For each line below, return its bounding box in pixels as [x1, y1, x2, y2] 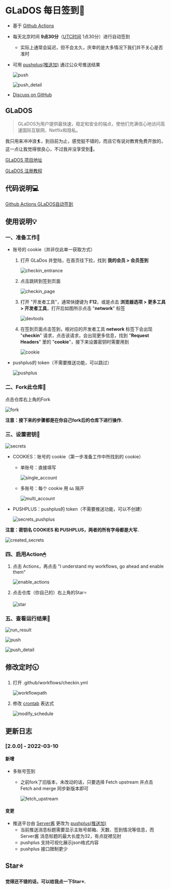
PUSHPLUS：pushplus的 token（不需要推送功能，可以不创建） [12, 506, 145, 512]
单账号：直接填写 [20, 464, 56, 471]
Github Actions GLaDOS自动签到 [5, 201, 74, 207]
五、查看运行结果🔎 [5, 615, 51, 622]
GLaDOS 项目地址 [5, 157, 42, 163]
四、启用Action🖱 [5, 550, 46, 558]
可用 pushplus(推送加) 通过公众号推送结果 [12, 61, 101, 68]
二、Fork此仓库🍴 [5, 384, 47, 391]
